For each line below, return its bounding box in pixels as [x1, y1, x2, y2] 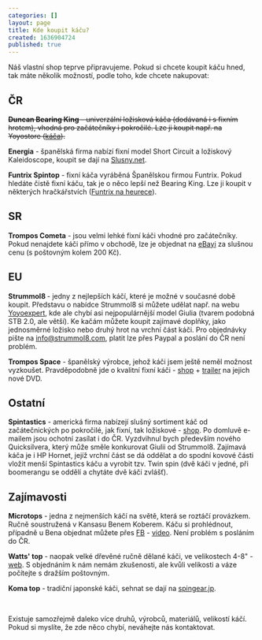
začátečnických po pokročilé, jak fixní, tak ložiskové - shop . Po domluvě [8, 426, 242, 435]
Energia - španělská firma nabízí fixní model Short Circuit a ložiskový [8, 147, 232, 156]
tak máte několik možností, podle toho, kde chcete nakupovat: [8, 71, 210, 80]
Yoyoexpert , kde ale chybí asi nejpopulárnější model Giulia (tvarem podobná [8, 308, 255, 318]
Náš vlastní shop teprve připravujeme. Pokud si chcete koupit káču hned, [8, 62, 245, 72]
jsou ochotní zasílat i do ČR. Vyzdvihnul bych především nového [33, 434, 242, 444]
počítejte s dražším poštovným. [8, 568, 110, 578]
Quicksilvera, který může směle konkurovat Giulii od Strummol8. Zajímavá [8, 442, 246, 452]
